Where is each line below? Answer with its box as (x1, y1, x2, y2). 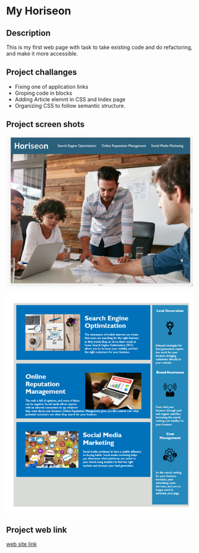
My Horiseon (6, 4, 71, 18)
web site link (6, 540, 37, 548)
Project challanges (6, 67, 77, 77)
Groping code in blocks (14, 89, 73, 97)
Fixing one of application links (14, 83, 89, 90)
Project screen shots (6, 119, 85, 129)
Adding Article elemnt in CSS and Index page (14, 95, 126, 102)
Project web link (6, 524, 67, 535)
